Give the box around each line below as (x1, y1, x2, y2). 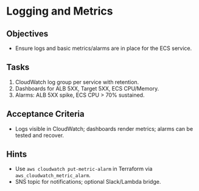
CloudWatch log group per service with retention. (15, 78, 139, 86)
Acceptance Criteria (6, 109, 85, 119)
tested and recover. (15, 131, 65, 139)
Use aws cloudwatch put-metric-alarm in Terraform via (15, 165, 153, 173)
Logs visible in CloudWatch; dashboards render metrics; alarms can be (15, 125, 194, 132)
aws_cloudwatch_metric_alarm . (15, 172, 91, 179)
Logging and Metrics (6, 4, 113, 18)
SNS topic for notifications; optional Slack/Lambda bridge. (15, 178, 161, 186)
